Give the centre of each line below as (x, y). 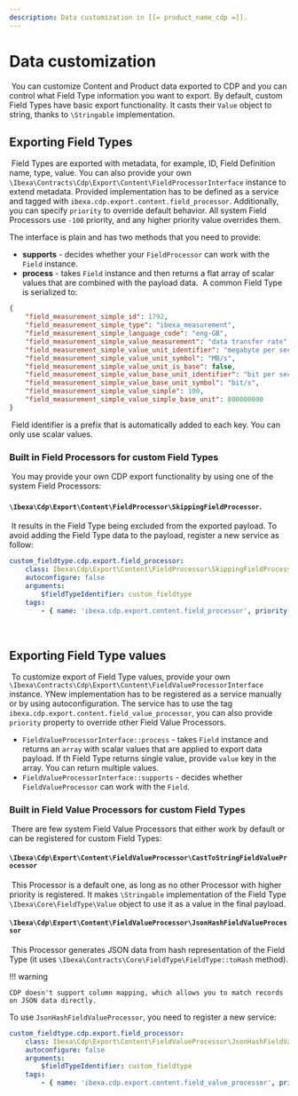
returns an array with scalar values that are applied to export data (142, 749)
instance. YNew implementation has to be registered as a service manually (145, 695)
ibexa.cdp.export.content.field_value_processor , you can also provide (141, 713)
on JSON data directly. (53, 1000)
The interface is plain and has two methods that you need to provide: (135, 237)
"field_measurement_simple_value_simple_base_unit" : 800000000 (145, 400)
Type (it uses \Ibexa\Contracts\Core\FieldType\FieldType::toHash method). (149, 959)
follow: (21, 545)
